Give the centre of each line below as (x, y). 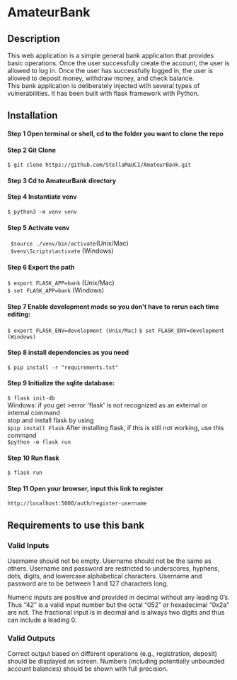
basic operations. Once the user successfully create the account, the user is (118, 63)
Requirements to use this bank (76, 525)
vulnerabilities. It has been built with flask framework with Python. (103, 93)
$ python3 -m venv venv (42, 212)
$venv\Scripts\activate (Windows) (62, 251)
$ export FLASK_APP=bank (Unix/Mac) (61, 283)
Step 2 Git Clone (32, 150)
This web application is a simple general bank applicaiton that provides (111, 55)
